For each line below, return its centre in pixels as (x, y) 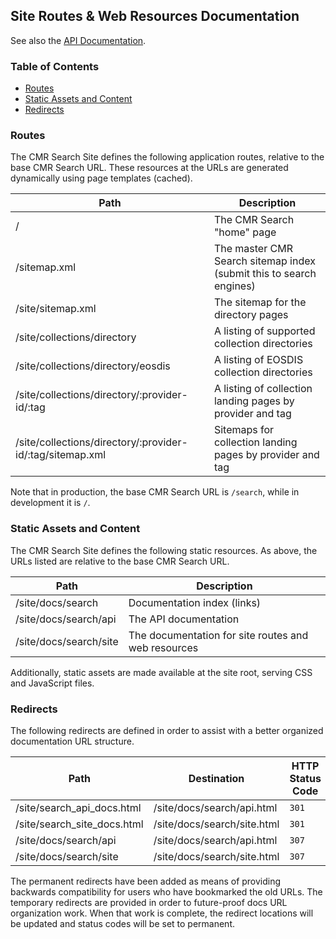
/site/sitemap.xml (56, 309)
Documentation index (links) (195, 602)
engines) (234, 286)
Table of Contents (55, 66)
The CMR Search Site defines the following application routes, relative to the (167, 157)
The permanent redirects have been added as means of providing (146, 881)
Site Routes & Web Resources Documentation (155, 16)
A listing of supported (264, 331)
